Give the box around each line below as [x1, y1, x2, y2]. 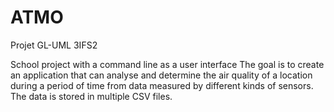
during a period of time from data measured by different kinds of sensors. [10, 79, 314, 91]
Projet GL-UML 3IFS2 [10, 39, 98, 51]
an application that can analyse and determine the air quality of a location [10, 69, 313, 81]
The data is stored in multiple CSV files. [10, 90, 173, 102]
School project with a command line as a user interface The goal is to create [10, 58, 325, 70]
